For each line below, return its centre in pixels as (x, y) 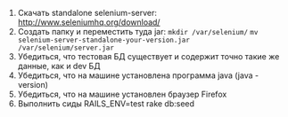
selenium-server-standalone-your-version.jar (103, 40)
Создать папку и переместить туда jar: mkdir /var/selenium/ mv (138, 31)
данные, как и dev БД (59, 66)
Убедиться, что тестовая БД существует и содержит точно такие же (148, 56)
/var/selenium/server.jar (66, 48)
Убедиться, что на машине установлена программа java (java (135, 75)
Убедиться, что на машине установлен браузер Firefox (122, 94)
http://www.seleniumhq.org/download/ (89, 22)
